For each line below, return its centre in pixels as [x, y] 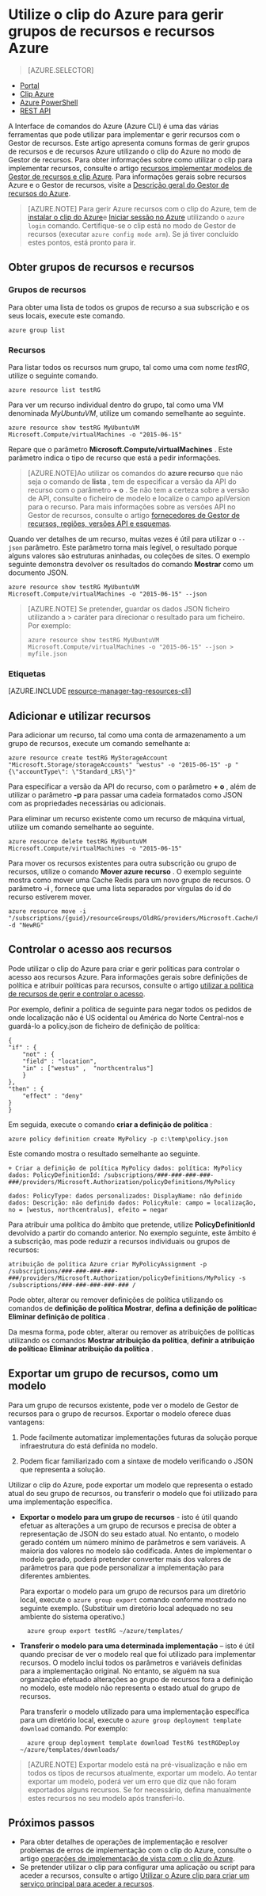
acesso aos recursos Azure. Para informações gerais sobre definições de [128, 977]
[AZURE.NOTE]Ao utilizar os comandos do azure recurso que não [135, 473]
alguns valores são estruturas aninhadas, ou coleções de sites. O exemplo [129, 555]
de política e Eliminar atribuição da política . [81, 1349]
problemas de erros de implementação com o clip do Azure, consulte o [135, 1850]
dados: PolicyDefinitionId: [55, 1175]
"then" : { [26, 1089]
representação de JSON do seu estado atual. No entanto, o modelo [129, 1533]
